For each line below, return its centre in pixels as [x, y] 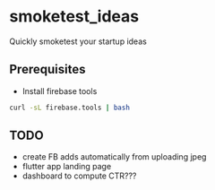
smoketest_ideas [74, 17]
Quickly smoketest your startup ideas [78, 41]
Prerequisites [47, 69]
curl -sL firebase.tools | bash [69, 108]
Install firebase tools [60, 91]
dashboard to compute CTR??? [79, 176]
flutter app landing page [67, 167]
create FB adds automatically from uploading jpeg [114, 157]
